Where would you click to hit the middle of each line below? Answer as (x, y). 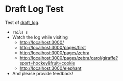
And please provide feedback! (43, 73)
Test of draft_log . (22, 22)
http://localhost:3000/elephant (50, 68)
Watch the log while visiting (40, 37)
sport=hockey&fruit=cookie (47, 63)
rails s (20, 32)
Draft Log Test (34, 9)
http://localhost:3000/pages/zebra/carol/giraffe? (69, 58)
